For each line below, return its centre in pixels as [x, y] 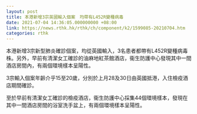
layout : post [22, 11]
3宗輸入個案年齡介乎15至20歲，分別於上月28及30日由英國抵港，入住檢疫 [95, 78]
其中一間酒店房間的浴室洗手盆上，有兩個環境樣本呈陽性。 [76, 105]
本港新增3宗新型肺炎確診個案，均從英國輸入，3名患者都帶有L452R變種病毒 [97, 51]
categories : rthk [27, 33]
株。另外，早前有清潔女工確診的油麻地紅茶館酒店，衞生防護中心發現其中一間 [99, 58]
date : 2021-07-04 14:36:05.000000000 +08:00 [61, 22]
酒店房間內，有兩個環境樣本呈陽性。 [50, 66]
